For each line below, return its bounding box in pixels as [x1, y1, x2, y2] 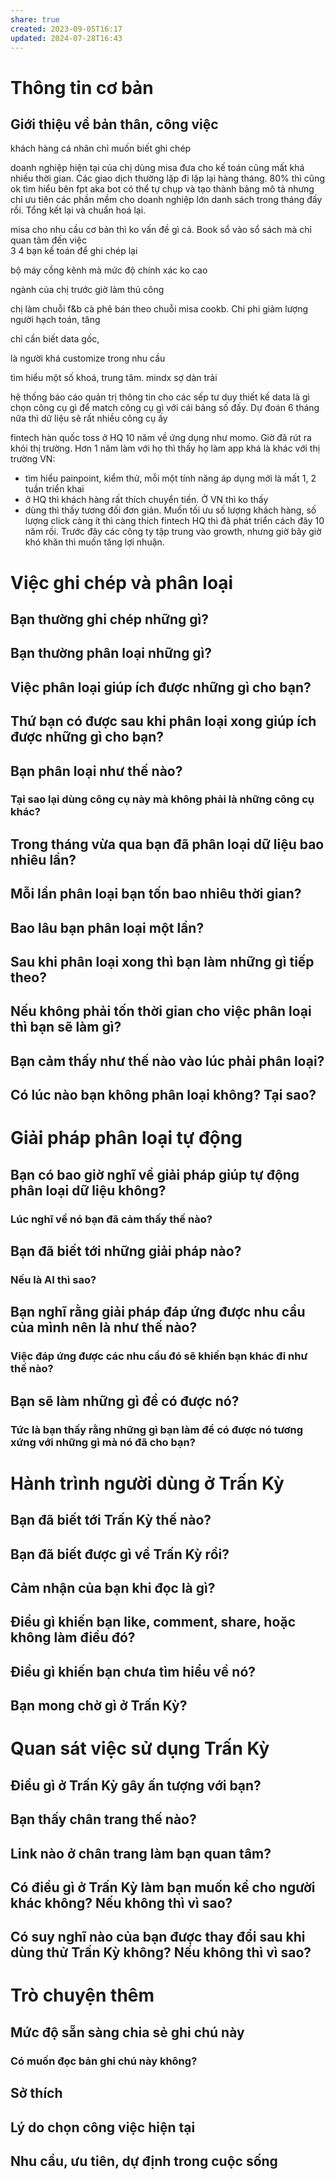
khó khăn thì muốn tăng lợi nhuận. [24, 536, 165, 548]
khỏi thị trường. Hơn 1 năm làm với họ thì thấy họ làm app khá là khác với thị [10, 442, 321, 455]
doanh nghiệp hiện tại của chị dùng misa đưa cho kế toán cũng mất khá [10, 162, 305, 174]
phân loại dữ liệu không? [10, 1182, 167, 1199]
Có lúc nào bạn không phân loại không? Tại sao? [10, 1087, 317, 1104]
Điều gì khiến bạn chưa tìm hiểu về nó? [10, 1663, 257, 1680]
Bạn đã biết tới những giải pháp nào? [10, 1243, 242, 1260]
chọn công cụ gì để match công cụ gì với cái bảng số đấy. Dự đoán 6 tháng [10, 402, 320, 414]
